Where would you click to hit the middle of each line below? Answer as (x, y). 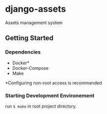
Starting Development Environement (50, 95)
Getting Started (29, 38)
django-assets (36, 9)
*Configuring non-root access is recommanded (53, 83)
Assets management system (34, 23)
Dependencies (23, 52)
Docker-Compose (30, 68)
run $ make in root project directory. (41, 106)
